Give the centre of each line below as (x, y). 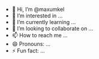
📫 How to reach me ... (40, 35)
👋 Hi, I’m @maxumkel (38, 9)
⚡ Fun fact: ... (28, 51)
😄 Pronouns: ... (31, 44)
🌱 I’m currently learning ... (44, 22)
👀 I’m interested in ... (37, 16)
